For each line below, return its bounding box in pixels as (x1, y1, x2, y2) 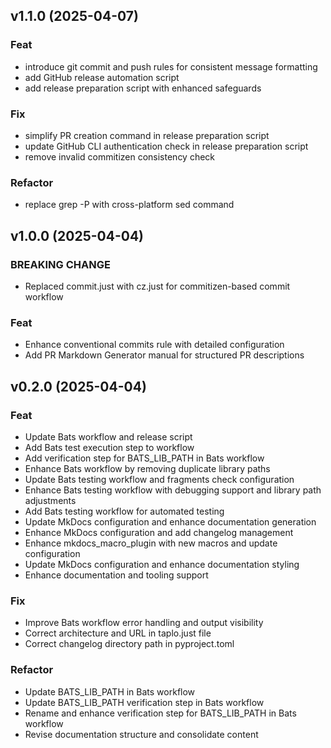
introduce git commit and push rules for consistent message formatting (24, 60, 318, 73)
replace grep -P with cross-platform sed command (24, 199, 235, 211)
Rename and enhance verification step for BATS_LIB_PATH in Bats (24, 707, 297, 719)
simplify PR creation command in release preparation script (24, 129, 270, 141)
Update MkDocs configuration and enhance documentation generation (24, 515, 317, 528)
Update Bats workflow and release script (24, 430, 193, 443)
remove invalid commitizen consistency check (24, 150, 216, 163)
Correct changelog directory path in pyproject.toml (24, 638, 235, 650)
